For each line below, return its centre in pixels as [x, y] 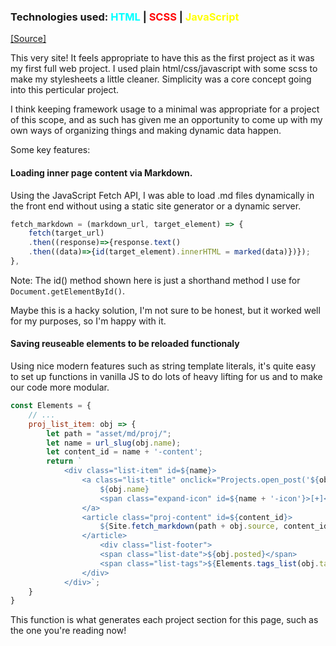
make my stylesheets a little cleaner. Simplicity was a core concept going [161, 79]
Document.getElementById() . [68, 291]
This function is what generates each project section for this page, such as [164, 620]
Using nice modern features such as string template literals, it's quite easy [163, 366]
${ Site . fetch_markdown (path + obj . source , [189, 526]
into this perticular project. [65, 90]
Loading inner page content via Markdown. [101, 172]
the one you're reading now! [68, 631]
